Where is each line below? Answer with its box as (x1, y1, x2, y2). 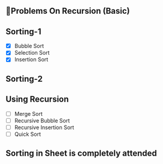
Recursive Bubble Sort (14, 117, 70, 124)
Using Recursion (5, 94, 69, 105)
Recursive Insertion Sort (14, 124, 75, 131)
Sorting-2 (5, 73, 43, 84)
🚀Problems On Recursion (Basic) (5, 6, 131, 16)
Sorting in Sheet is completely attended (5, 148, 158, 159)
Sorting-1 (5, 26, 42, 37)
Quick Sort (14, 130, 42, 138)
